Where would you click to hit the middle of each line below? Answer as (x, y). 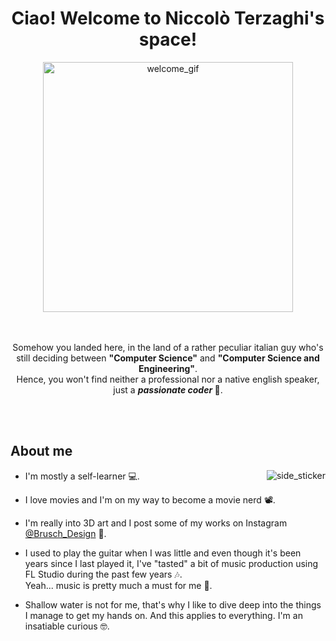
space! (168, 39)
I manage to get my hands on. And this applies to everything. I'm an (163, 615)
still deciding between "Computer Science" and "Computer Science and (168, 358)
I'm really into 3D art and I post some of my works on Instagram (156, 523)
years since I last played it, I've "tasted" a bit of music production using (171, 563)
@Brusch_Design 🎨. (65, 533)
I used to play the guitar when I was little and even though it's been (163, 553)
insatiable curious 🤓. (67, 626)
